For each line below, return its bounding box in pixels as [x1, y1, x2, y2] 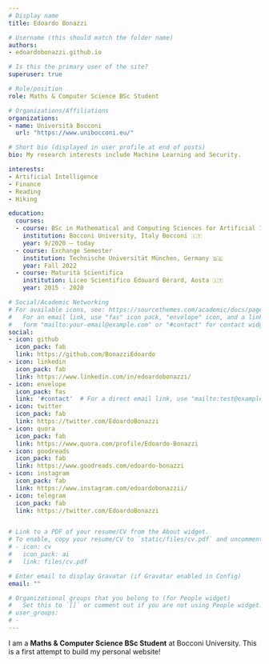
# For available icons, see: [8, 306, 106, 314]
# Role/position [8, 85, 62, 93]
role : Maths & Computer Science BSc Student [8, 92, 159, 100]
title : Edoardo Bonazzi [8, 19, 88, 27]
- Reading [8, 187, 42, 196]
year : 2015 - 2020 [22, 284, 84, 292]
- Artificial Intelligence [8, 173, 98, 181]
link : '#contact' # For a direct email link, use [15, 395, 188, 403]
